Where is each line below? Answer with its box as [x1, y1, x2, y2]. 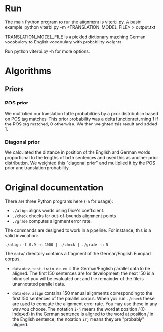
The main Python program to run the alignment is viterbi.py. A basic [5, 19, 141, 25]
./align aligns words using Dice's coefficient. [12, 208, 105, 214]
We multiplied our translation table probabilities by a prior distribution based [5, 110, 158, 116]
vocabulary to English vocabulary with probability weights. [5, 39, 123, 44]
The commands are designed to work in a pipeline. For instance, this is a [5, 228, 151, 233]
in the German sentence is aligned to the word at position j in [31, 311, 154, 317]
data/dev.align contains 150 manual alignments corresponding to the [12, 290, 153, 296]
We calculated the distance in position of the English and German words [5, 149, 151, 155]
